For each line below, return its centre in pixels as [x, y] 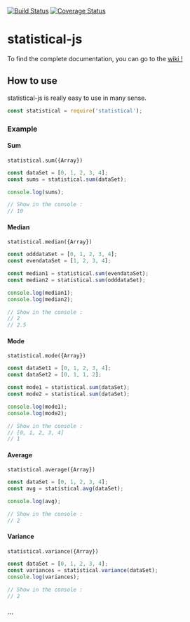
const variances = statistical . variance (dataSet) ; [83, 570]
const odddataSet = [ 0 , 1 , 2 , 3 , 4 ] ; [62, 254]
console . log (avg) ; [34, 502]
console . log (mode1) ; [38, 407]
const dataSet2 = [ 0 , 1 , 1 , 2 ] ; [54, 375]
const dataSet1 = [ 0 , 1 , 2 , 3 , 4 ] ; [59, 368]
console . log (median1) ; [40, 293]
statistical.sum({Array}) [45, 160]
